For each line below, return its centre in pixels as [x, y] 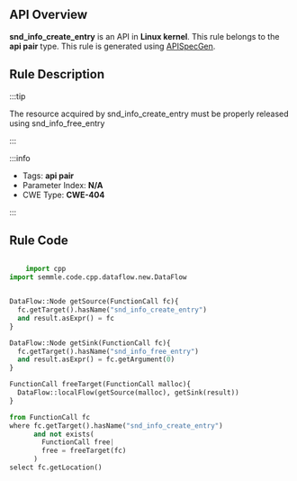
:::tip [18, 96]
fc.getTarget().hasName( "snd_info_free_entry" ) [108, 351]
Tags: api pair [48, 176]
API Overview [49, 15]
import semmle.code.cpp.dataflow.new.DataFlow [98, 277]
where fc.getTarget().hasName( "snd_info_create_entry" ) [116, 426]
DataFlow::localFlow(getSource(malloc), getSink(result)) [129, 393]
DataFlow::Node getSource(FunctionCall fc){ [94, 302]
